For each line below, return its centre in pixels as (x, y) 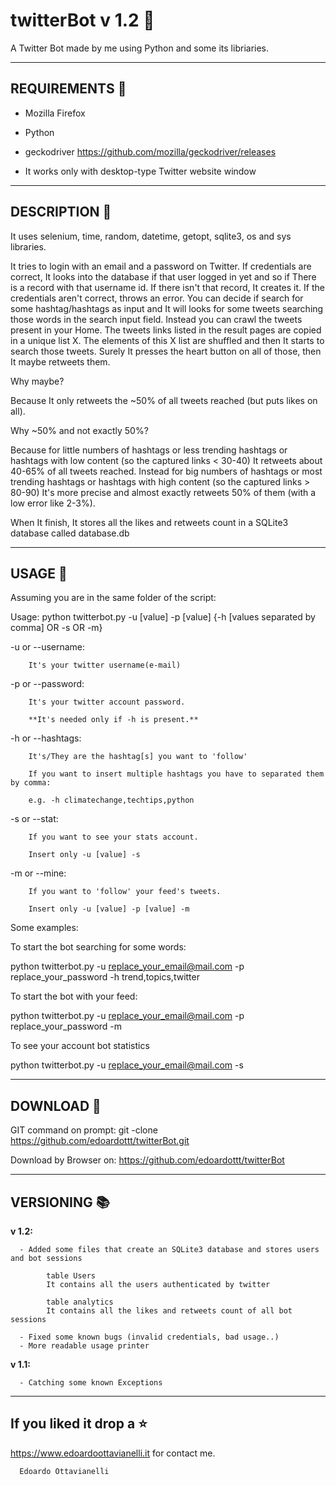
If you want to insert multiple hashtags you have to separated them (176, 774)
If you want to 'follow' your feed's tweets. (125, 892)
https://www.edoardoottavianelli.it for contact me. (113, 1453)
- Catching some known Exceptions (91, 1383)
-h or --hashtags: (46, 738)
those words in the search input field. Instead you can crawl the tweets (156, 319)
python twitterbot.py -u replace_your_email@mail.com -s (127, 1065)
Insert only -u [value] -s (84, 855)
